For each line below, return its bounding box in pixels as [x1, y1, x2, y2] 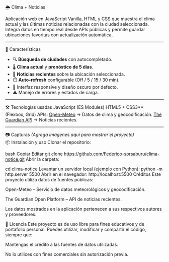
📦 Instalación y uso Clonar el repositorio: [5, 139, 92, 145]
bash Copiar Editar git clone [5, 151, 63, 157]
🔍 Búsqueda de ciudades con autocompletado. [12, 56, 113, 62]
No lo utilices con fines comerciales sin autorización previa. [5, 251, 129, 257]
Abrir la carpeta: [26, 156, 59, 162]
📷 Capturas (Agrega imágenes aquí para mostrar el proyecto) [5, 132, 134, 138]
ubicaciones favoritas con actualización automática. [5, 32, 113, 38]
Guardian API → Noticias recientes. [5, 117, 78, 122]
